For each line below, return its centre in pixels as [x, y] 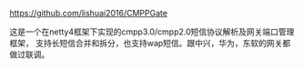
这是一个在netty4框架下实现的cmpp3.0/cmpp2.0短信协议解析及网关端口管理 [152, 32]
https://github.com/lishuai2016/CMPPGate [89, 13]
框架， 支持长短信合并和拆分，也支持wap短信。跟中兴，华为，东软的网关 [146, 43]
